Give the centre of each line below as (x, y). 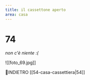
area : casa (16, 14)
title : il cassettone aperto (35, 10)
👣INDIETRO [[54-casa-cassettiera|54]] (45, 72)
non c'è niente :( (22, 53)
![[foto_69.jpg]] (20, 62)
